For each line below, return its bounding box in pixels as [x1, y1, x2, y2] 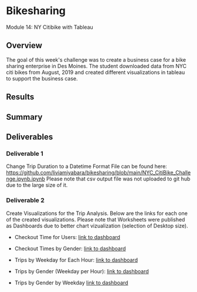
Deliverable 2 [6, 196, 45, 204]
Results [6, 92, 35, 102]
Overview [6, 41, 43, 51]
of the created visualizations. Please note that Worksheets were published [6, 216, 185, 223]
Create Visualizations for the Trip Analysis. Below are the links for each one [6, 210, 188, 217]
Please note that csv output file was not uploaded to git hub [46, 175, 191, 183]
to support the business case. [6, 75, 78, 82]
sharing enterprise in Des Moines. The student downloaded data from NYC [6, 62, 187, 69]
